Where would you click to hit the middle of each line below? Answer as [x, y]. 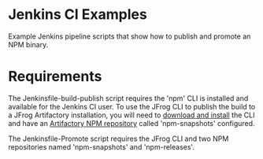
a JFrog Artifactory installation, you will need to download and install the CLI [131, 115]
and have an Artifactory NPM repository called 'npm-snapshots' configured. [131, 123]
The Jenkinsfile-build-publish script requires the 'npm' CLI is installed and [128, 98]
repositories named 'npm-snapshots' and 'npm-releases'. [102, 146]
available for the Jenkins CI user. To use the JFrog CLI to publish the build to [132, 106]
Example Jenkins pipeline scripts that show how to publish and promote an [130, 36]
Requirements [55, 77]
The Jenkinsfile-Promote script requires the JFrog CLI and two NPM [119, 139]
